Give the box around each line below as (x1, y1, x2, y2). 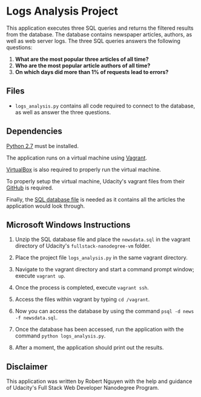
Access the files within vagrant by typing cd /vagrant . (15, 296, 150, 303)
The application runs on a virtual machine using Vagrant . (6, 154, 147, 161)
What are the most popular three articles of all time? (15, 55, 149, 63)
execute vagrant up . (15, 272, 65, 280)
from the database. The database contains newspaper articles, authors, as (6, 30, 193, 38)
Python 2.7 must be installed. (6, 142, 79, 149)
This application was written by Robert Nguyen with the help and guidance (6, 378, 193, 385)
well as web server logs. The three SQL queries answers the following (6, 37, 180, 44)
